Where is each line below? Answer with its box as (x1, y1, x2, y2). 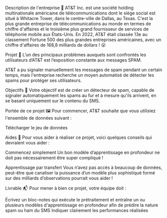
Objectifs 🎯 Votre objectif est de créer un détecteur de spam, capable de (5, 87, 155, 93)
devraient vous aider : (5, 140, 50, 145)
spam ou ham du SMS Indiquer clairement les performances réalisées (5, 207, 149, 213)
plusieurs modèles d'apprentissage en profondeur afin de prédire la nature (5, 202, 159, 208)
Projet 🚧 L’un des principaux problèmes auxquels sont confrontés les (5, 52, 147, 58)
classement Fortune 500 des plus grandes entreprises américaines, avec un (5, 37, 162, 43)
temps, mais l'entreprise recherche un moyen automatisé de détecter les (5, 72, 155, 78)
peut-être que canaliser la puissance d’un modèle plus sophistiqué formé (5, 170, 156, 175)
